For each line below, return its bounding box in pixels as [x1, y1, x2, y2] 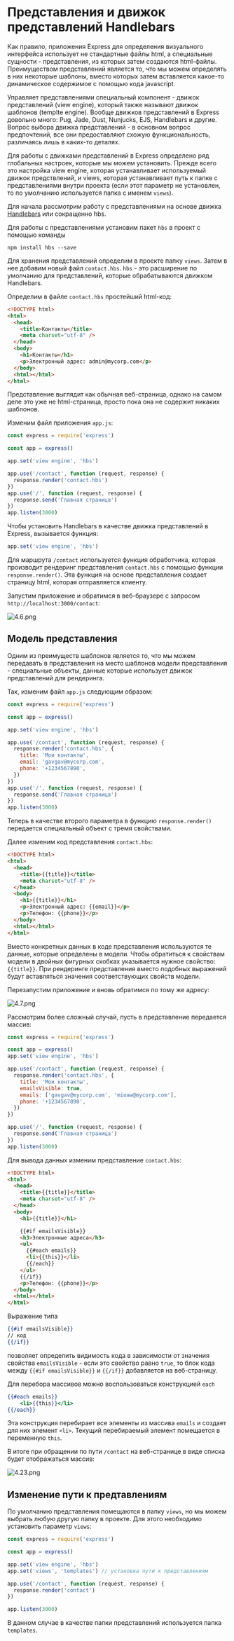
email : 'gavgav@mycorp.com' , [20, 758, 105, 766]
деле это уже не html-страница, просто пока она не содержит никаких [7, 397, 220, 406]
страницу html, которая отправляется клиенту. [7, 578, 147, 586]
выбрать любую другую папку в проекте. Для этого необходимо [7, 1515, 202, 1523]
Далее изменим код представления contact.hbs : [7, 838, 153, 846]
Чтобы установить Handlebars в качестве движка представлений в [7, 522, 209, 530]
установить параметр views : [7, 1522, 92, 1531]
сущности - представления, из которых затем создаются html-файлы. [7, 57, 217, 65]
